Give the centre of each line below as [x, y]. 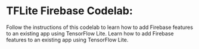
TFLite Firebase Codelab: [69, 11]
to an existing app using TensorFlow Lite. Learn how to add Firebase [90, 33]
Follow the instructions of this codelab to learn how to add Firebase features [100, 27]
